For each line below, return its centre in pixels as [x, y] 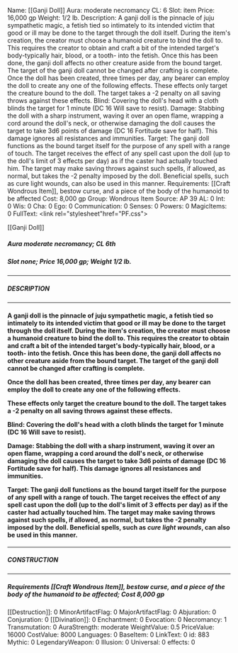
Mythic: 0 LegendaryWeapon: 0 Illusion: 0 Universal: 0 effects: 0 [101, 642]
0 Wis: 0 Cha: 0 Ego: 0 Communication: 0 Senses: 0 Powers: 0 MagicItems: [117, 206]
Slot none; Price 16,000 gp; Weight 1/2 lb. [70, 261]
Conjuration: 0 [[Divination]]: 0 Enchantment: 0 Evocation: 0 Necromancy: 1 [117, 620]
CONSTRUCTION [33, 560]
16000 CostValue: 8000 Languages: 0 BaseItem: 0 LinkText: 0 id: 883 [109, 635]
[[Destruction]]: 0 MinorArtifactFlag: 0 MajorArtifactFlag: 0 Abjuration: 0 [112, 612]
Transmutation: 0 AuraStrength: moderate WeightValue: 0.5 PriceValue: [111, 627]
